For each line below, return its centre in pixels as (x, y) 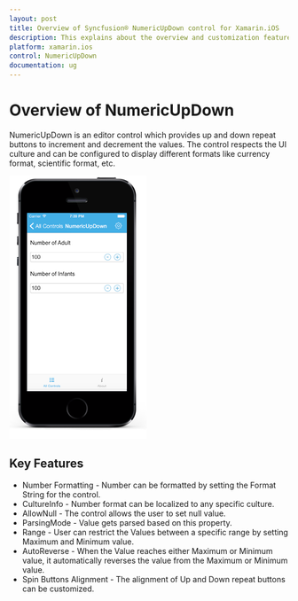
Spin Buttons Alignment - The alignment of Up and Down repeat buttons (153, 579)
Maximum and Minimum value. (78, 542)
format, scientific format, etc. (62, 163)
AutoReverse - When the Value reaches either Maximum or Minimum (147, 550)
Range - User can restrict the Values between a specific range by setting (155, 532)
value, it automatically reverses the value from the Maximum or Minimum (155, 560)
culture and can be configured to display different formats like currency (140, 153)
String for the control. (61, 494)
